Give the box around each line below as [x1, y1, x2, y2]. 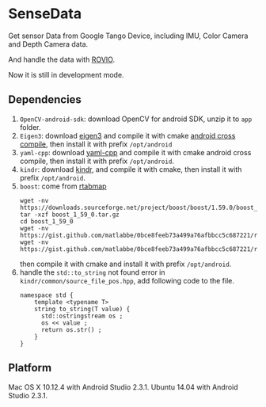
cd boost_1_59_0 [19, 217, 74, 226]
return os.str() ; [40, 325, 102, 333]
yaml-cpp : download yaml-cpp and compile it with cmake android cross [19, 147, 252, 157]
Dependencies [8, 93, 82, 107]
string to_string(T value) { [34, 305, 131, 313]
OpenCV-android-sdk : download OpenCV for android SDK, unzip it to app [19, 114, 253, 124]
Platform [8, 361, 52, 375]
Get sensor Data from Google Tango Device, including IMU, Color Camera [8, 31, 249, 40]
